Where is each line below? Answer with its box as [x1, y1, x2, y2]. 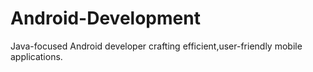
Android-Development [10, 7, 201, 30]
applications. [10, 50, 63, 62]
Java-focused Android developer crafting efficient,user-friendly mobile [10, 40, 303, 52]
